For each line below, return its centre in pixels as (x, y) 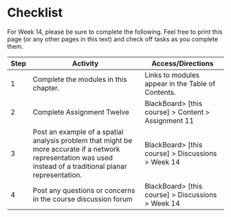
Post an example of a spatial (78, 132)
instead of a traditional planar (80, 166)
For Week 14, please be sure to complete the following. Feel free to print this (115, 32)
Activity (85, 63)
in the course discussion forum (82, 199)
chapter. (46, 87)
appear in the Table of (180, 83)
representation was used (73, 158)
